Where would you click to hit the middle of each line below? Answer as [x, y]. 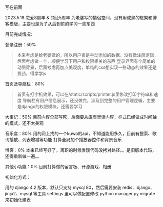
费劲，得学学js [31, 73]
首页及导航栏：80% [25, 84]
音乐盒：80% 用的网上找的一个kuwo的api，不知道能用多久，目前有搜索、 [79, 133]
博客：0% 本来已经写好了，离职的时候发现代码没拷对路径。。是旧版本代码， [81, 150]
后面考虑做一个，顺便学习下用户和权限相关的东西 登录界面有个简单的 [86, 61]
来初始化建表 [18, 200]
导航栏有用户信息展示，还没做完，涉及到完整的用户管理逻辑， [85, 100]
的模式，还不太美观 [24, 123]
